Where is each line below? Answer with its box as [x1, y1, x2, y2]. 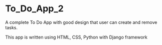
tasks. [5, 24, 18, 30]
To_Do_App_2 [5, 3, 64, 14]
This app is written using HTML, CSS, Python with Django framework [5, 34, 148, 40]
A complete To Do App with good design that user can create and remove [5, 19, 157, 25]
